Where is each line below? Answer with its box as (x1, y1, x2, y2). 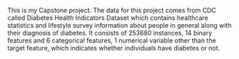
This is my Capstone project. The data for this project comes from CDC (7, 6, 216, 14)
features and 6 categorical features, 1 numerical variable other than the (7, 36, 216, 45)
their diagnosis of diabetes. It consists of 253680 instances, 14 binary (7, 28, 213, 37)
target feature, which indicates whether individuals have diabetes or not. (7, 44, 220, 52)
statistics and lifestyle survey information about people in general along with (7, 21, 232, 29)
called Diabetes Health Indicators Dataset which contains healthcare (7, 14, 208, 22)
